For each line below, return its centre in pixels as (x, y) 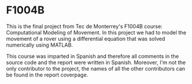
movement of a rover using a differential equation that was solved (86, 38)
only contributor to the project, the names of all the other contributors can (96, 68)
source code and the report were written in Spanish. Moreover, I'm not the (96, 62)
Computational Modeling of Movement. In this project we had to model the (96, 32)
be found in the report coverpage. (47, 75)
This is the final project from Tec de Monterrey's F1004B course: (85, 26)
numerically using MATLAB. (40, 45)
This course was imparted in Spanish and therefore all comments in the (92, 56)
